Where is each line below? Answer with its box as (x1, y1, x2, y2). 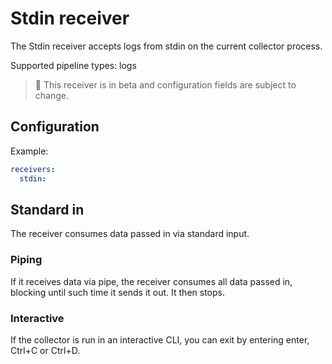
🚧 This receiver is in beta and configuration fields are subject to (34, 78, 297, 91)
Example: (10, 145, 49, 157)
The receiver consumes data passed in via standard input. (10, 228, 250, 240)
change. (34, 89, 69, 101)
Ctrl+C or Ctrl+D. (10, 344, 81, 356)
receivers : (10, 164, 56, 174)
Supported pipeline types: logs (10, 59, 137, 71)
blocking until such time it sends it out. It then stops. (10, 286, 225, 298)
